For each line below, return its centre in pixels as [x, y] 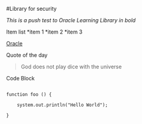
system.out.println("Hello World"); [63, 105]
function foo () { [29, 95]
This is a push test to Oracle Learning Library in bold [71, 20]
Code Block [20, 78]
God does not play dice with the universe [71, 66]
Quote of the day [27, 55]
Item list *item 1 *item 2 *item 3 [44, 32]
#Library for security [31, 9]
